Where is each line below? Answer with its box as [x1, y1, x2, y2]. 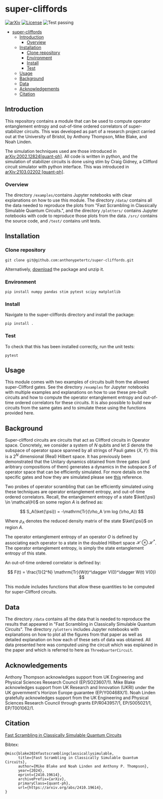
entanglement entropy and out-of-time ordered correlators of [5, 123, 128, 129]
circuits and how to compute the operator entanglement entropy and [5, 394, 143, 400]
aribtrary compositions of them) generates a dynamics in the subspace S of [5, 464, 157, 469]
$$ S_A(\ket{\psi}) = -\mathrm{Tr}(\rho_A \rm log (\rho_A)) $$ [19, 508, 144, 514]
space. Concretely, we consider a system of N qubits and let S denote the [5, 442, 153, 448]
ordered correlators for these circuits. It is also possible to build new [15, 400, 152, 406]
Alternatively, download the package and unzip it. [5, 266, 105, 272]
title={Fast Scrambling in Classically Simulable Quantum [18, 755, 138, 760]
